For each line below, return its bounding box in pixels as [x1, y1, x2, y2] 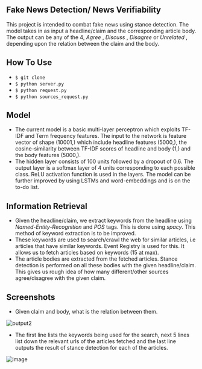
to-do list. [14, 184, 39, 191]
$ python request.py [14, 87, 67, 93]
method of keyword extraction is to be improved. [14, 230, 136, 237]
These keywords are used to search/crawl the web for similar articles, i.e [14, 236, 196, 243]
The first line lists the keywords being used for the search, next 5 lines [14, 331, 190, 339]
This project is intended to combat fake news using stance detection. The [6, 20, 189, 28]
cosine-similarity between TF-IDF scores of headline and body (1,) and [14, 145, 191, 152]
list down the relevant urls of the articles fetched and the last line [14, 338, 177, 345]
